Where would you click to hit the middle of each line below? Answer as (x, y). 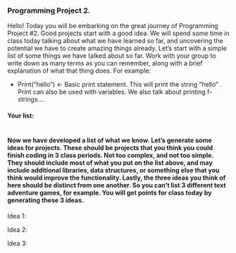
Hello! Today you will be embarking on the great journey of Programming (113, 26)
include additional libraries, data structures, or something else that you (113, 171)
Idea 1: (17, 216)
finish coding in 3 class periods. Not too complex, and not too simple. (111, 155)
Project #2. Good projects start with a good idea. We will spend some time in (119, 33)
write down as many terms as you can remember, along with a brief (105, 63)
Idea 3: (18, 243)
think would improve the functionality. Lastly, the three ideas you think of (117, 178)
